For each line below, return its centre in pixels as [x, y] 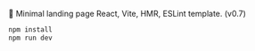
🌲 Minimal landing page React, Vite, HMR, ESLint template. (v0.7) [127, 14]
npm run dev [30, 38]
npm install [30, 30]
